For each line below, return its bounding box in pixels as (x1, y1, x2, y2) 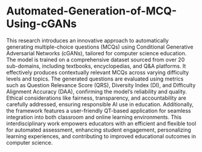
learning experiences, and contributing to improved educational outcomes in (6, 132, 196, 139)
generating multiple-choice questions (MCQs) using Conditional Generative (6, 43, 194, 50)
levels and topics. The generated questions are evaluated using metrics (6, 75, 184, 82)
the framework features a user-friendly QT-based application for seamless (6, 107, 191, 114)
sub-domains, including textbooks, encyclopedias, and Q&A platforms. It (6, 62, 186, 70)
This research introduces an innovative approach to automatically (6, 37, 169, 44)
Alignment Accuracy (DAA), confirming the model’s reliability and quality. (6, 88, 187, 95)
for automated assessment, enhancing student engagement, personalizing (6, 126, 191, 133)
